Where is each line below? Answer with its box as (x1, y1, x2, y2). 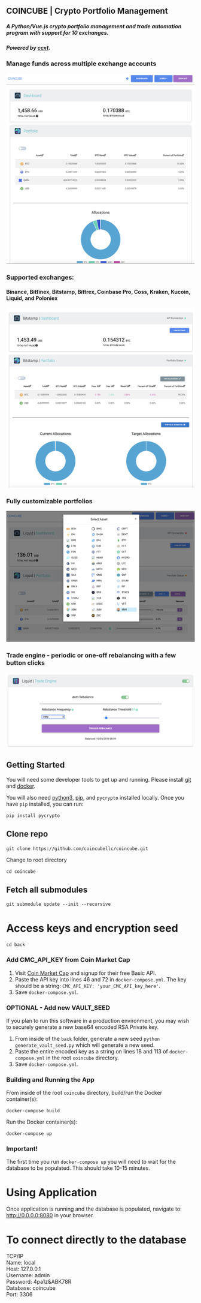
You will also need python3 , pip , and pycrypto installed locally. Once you (6, 794, 184, 801)
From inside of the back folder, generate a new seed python (14, 1035, 160, 1042)
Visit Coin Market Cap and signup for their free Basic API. (14, 969, 157, 977)
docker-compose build (6, 1108, 60, 1114)
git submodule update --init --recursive (6, 901, 111, 908)
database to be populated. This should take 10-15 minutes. (6, 1164, 151, 1172)
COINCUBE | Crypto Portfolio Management (6, 6, 169, 16)
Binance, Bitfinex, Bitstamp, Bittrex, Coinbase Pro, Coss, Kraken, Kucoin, (6, 288, 190, 295)
